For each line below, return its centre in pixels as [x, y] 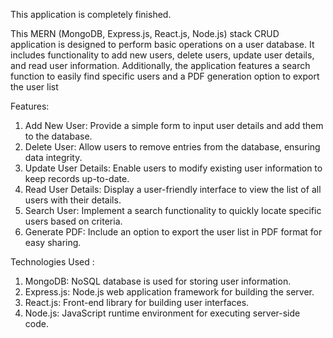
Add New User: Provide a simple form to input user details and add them [174, 125]
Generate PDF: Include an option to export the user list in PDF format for [173, 232]
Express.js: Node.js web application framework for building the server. [169, 292]
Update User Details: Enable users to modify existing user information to [173, 168]
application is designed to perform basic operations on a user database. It [162, 44]
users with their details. [73, 200]
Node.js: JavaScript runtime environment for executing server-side [162, 313]
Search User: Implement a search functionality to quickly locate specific [173, 210]
